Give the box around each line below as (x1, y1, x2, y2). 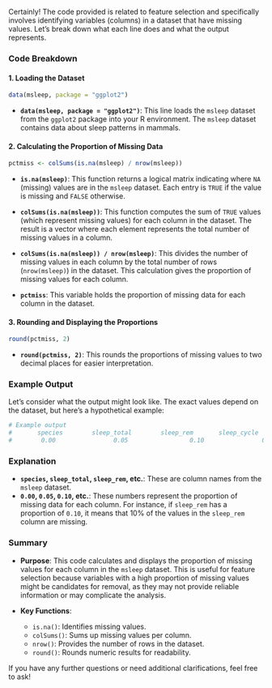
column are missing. (19, 517, 88, 527)
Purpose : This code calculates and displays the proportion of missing (19, 555, 253, 566)
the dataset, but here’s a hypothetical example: (8, 405, 164, 416)
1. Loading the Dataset (8, 73, 85, 83)
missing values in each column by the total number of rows (19, 257, 217, 267)
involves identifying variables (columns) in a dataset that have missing (8, 15, 243, 25)
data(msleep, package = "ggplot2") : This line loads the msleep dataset (19, 105, 256, 115)
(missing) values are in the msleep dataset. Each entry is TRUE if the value (19, 182, 262, 193)
